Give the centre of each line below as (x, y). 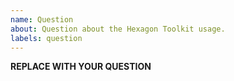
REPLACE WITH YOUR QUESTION (81, 67)
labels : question (46, 38)
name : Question (42, 19)
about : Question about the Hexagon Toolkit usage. (118, 29)
